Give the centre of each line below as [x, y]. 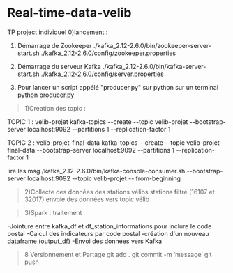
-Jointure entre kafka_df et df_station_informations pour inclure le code [110, 226]
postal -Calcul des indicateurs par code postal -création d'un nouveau [108, 233]
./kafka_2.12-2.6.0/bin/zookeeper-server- [152, 45]
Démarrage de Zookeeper [54, 45]
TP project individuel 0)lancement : [58, 32]
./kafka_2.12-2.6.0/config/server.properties [102, 74]
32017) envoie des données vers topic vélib [87, 199]
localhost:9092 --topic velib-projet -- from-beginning [104, 178]
